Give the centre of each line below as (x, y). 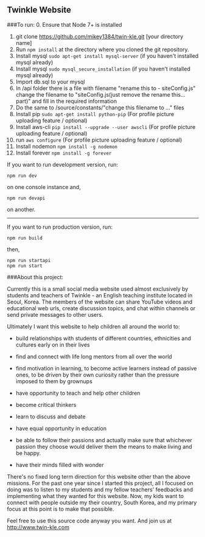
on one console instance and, (44, 187)
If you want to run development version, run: (62, 164)
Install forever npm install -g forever (64, 153)
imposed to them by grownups (54, 381)
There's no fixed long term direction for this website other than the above (99, 476)
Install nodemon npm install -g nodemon (67, 146)
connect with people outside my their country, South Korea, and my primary (102, 502)
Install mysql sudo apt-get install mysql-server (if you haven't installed (107, 56)
